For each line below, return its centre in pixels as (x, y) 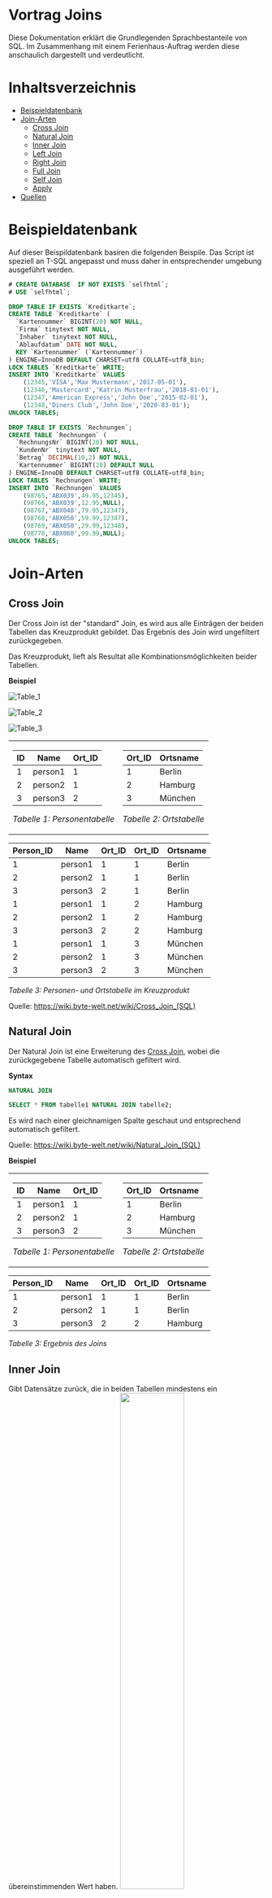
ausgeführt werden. (41, 270)
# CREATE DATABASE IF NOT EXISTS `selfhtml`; (89, 284)
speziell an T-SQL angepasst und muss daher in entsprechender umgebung (135, 261)
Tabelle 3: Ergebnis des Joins (58, 1344)
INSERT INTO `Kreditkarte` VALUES (67, 375)
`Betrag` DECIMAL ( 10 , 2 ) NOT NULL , (74, 458)
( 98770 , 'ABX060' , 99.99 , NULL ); (74, 533)
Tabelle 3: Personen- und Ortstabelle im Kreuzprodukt (99, 990)
